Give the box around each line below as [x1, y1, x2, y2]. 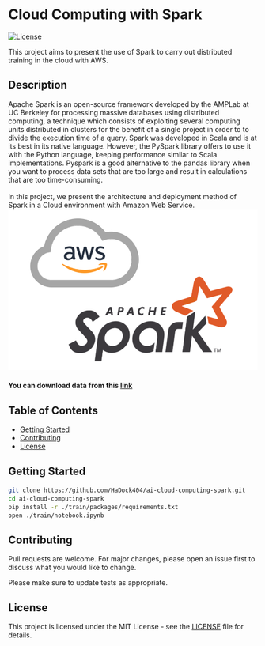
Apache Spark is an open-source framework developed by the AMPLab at [8, 99, 249, 108]
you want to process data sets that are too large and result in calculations [8, 166, 248, 176]
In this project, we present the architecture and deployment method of [8, 191, 237, 201]
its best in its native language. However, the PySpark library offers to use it [8, 141, 252, 151]
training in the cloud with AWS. [8, 55, 109, 65]
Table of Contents [8, 403, 99, 417]
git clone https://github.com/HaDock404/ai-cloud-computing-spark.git [8, 486, 246, 494]
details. [8, 630, 32, 640]
